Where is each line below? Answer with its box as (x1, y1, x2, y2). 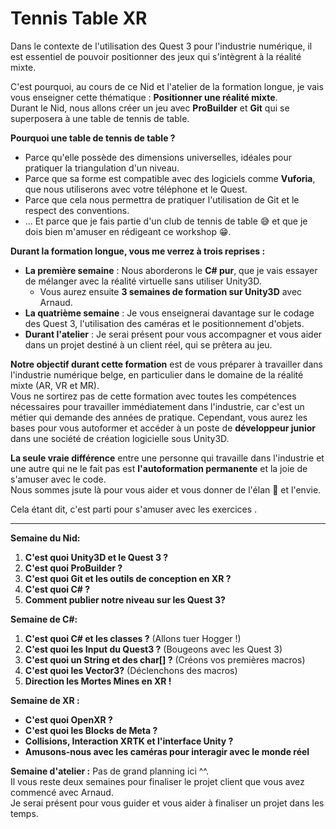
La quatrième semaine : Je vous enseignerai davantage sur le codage (24, 307, 315, 319)
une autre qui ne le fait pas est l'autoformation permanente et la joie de (10, 462, 308, 474)
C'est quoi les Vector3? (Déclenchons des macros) (24, 664, 238, 676)
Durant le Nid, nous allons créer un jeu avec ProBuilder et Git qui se (10, 102, 290, 114)
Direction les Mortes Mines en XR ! (24, 675, 172, 687)
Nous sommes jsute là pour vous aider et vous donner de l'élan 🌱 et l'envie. (10, 483, 322, 496)
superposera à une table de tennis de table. (10, 112, 190, 124)
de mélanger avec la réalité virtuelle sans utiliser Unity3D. (24, 275, 262, 287)
